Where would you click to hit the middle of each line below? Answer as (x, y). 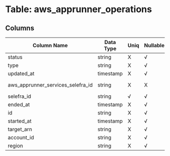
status (15, 57)
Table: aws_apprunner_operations (79, 9)
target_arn (20, 129)
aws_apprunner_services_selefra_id (50, 85)
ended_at (19, 105)
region (15, 146)
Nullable (154, 45)
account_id (21, 138)
